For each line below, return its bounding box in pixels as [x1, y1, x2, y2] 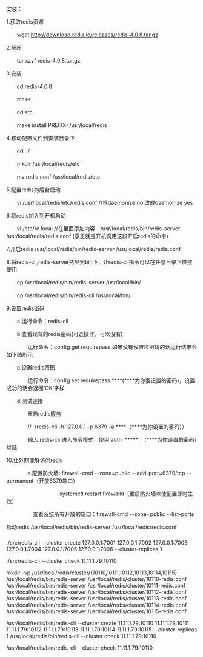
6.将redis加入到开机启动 [6, 212, 66, 219]
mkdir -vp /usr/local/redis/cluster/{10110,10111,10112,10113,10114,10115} [6, 569, 178, 576]
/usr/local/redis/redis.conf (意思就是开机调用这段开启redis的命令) [6, 233, 168, 239]
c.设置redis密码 [16, 364, 56, 371]
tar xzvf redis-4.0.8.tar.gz [16, 57, 81, 64]
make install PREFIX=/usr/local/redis [16, 122, 107, 129]
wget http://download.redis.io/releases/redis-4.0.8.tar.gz [16, 31, 159, 38]
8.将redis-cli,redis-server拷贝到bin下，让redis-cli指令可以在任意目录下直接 [6, 258, 193, 266]
